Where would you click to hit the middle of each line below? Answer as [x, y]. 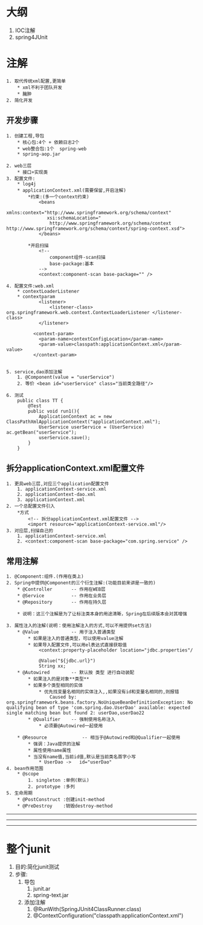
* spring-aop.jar [39, 154]
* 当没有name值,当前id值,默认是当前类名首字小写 [82, 757]
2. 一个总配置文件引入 [31, 506]
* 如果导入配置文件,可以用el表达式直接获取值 [77, 645]
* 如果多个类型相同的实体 [56, 685]
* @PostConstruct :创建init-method [61, 800]
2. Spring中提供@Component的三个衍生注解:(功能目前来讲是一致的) [81, 583]
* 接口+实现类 [33, 172]
